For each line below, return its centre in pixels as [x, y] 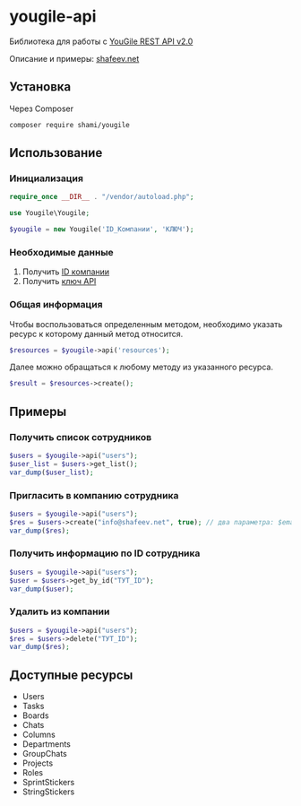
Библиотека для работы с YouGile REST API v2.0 [101, 41]
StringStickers [48, 792]
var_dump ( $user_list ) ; [52, 472]
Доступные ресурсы [71, 675]
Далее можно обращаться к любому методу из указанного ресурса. [141, 367]
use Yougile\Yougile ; [50, 213]
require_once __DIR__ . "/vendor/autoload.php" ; [102, 197]
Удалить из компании [60, 611]
